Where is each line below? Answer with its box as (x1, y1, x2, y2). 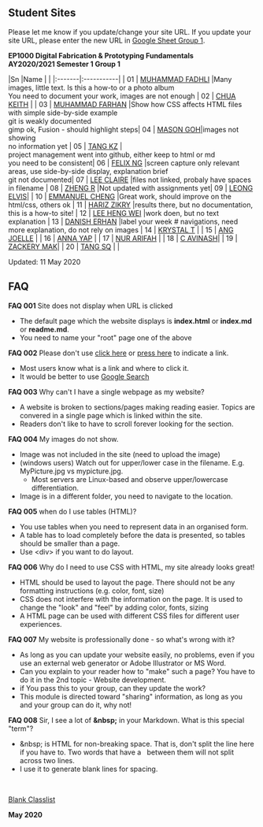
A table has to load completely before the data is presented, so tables (19, 530, 246, 540)
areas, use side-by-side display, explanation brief (8, 166, 169, 176)
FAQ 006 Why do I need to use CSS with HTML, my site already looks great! (8, 562, 255, 572)
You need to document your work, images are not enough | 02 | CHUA (8, 91, 236, 101)
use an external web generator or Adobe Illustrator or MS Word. (19, 658, 227, 668)
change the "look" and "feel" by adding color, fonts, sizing (19, 603, 209, 612)
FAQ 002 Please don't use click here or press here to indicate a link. (8, 348, 229, 358)
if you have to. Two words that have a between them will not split (19, 747, 235, 757)
